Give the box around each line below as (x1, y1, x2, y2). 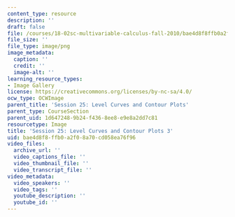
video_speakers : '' (13, 179, 71, 186)
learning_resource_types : (7, 75, 83, 83)
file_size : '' (7, 36, 49, 43)
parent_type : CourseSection (7, 108, 90, 115)
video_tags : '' (13, 186, 58, 193)
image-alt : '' (13, 69, 55, 76)
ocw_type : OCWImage (7, 95, 64, 102)
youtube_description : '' (13, 192, 86, 199)
